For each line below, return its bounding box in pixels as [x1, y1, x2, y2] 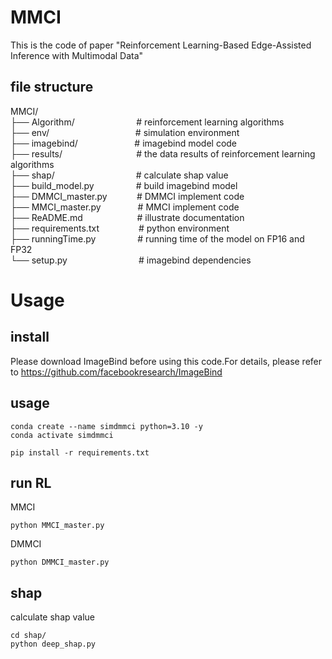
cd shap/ [10, 631, 47, 641]
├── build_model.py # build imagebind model [10, 179, 238, 191]
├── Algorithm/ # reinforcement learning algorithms [10, 116, 285, 128]
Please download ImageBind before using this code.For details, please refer [10, 355, 323, 367]
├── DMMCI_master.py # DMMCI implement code [10, 190, 245, 202]
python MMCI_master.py [10, 521, 105, 531]
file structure [10, 79, 94, 96]
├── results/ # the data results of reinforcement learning [10, 147, 316, 160]
